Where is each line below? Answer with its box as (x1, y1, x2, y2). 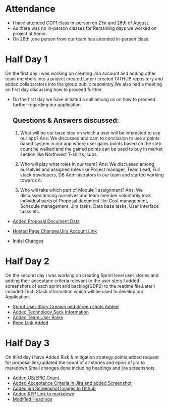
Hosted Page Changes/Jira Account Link (12, 228, 97, 234)
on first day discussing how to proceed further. (5, 86, 103, 93)
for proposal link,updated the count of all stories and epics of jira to (5, 359, 145, 366)
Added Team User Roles (12, 314, 63, 320)
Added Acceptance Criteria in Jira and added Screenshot (12, 380, 132, 386)
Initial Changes (12, 238, 44, 244)
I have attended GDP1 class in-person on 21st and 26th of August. (12, 20, 150, 26)
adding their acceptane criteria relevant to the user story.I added (5, 278, 140, 284)
